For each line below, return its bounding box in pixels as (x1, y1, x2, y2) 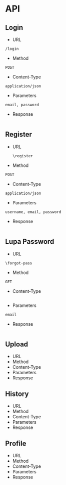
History (5, 389, 29, 398)
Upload (5, 340, 28, 349)
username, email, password (5, 209, 61, 214)
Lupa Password (5, 237, 54, 246)
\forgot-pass (5, 260, 32, 266)
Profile (5, 439, 26, 448)
